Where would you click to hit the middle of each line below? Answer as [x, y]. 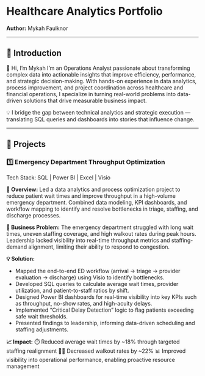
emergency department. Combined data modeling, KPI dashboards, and [97, 203]
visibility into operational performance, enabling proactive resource [91, 360]
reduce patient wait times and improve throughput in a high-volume [91, 196]
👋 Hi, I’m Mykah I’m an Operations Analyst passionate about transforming [98, 68]
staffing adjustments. [42, 329]
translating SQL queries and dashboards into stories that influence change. [101, 119]
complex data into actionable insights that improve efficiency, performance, [101, 74]
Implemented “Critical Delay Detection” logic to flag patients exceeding [104, 310]
